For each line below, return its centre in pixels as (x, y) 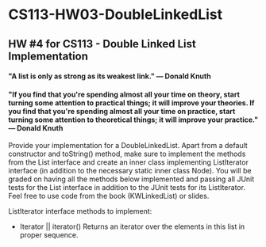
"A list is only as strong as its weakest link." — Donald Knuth (110, 76)
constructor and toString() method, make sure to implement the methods (127, 154)
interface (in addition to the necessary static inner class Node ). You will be (130, 171)
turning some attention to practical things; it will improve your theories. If (131, 103)
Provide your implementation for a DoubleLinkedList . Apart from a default (128, 146)
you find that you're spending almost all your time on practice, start (122, 111)
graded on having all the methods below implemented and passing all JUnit (131, 179)
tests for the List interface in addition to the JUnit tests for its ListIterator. (127, 188)
